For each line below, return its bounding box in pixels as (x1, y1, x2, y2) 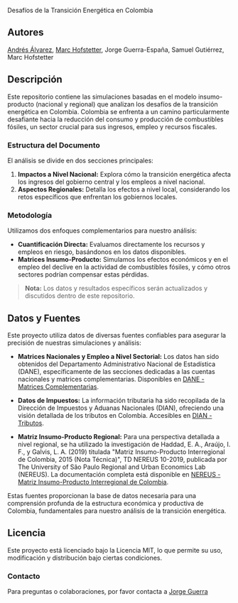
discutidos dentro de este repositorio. (24, 292, 135, 300)
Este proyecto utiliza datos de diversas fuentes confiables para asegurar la (7, 331, 226, 340)
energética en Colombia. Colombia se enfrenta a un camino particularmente (7, 107, 229, 116)
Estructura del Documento (7, 140, 101, 150)
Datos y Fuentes (7, 312, 81, 324)
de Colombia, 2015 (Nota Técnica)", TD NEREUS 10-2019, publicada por (17, 455, 227, 464)
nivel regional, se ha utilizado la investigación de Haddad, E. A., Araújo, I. (17, 440, 231, 449)
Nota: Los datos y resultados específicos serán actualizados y (24, 284, 208, 293)
